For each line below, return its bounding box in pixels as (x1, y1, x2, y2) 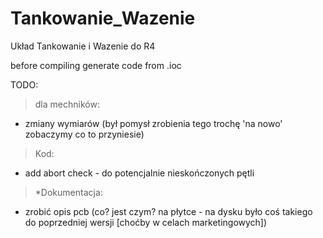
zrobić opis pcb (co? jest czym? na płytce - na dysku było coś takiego (24, 205, 313, 217)
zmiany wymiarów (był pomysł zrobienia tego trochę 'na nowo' (24, 117, 283, 129)
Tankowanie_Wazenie (10, 7, 196, 30)
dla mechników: (34, 98, 100, 110)
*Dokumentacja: (34, 186, 103, 198)
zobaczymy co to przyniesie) (24, 128, 145, 140)
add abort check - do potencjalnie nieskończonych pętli (24, 167, 255, 179)
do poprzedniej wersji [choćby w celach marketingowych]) (24, 216, 268, 228)
